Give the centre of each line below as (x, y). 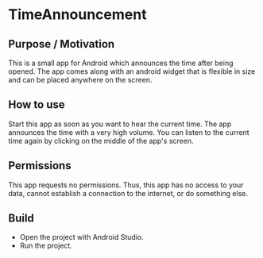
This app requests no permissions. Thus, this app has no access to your (126, 185)
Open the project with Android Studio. (82, 237)
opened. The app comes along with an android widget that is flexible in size (132, 71)
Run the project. (46, 246)
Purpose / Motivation (62, 44)
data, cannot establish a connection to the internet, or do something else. (128, 193)
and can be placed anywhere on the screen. (80, 80)
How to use (37, 105)
